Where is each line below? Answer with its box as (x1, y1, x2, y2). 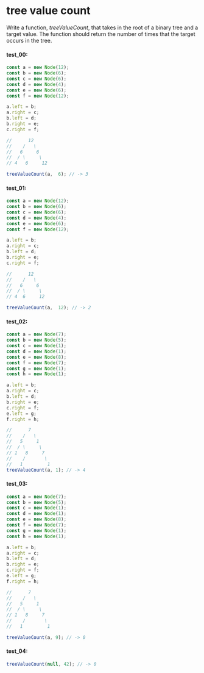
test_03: (6, 480, 28, 488)
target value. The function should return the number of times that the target (6, 30, 196, 37)
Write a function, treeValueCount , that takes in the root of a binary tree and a (6, 24, 199, 31)
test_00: (6, 51, 28, 58)
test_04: (6, 647, 28, 655)
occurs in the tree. (6, 37, 52, 44)
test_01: (6, 184, 27, 192)
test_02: (6, 318, 28, 325)
